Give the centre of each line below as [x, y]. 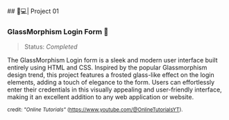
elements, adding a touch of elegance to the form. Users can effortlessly [111, 83]
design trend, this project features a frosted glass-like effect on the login [111, 75]
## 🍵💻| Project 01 [33, 11]
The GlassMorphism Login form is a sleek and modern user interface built [112, 60]
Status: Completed [51, 47]
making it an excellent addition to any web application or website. [101, 97]
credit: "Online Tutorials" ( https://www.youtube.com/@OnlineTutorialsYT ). [95, 110]
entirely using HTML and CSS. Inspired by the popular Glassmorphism [107, 68]
